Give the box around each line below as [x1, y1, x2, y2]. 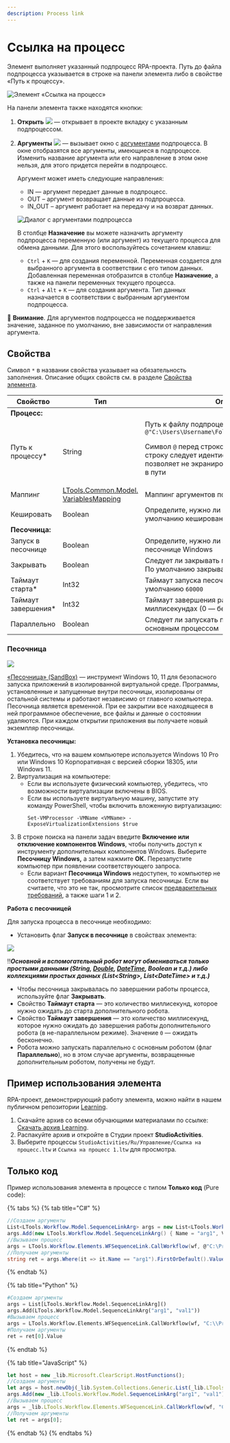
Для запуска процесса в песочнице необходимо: [7, 917, 152, 926]
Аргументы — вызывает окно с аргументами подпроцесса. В [16, 139, 208, 147]
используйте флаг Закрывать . [16, 992, 106, 1000]
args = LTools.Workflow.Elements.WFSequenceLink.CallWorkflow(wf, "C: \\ [7, 1320, 219, 1327]
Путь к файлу [144, 420, 190, 429]
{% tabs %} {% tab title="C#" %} [7, 1204, 101, 1213]
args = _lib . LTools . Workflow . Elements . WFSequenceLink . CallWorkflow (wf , [7, 1403, 216, 1410]
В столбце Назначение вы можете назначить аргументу [16, 228, 183, 237]
